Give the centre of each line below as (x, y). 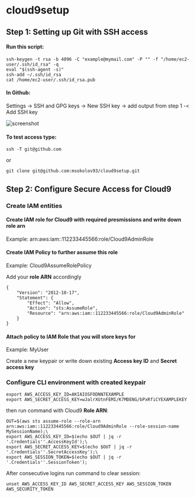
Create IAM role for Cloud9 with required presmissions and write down (94, 220)
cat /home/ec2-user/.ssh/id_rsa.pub (51, 80)
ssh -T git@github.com (34, 149)
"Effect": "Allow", (51, 303)
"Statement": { (35, 298)
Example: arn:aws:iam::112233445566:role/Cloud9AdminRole (80, 239)
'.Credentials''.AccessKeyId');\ (47, 442)
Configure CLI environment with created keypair (76, 382)
